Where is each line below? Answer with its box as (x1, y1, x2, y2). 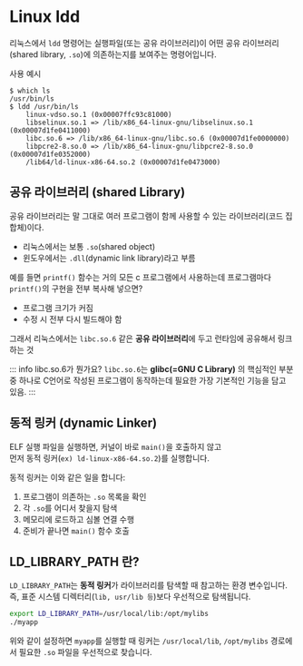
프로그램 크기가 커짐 (22, 302, 93, 313)
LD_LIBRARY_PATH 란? (9, 553, 140, 569)
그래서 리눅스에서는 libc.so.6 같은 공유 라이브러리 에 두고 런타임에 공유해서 (9, 333, 276, 344)
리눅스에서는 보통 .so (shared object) (22, 240, 156, 251)
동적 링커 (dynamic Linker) (9, 416, 158, 431)
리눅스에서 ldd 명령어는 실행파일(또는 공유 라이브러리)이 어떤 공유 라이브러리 (9, 37, 279, 48)
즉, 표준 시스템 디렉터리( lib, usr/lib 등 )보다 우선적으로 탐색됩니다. (9, 592, 251, 602)
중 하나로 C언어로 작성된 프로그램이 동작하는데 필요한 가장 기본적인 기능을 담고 (9, 375, 287, 386)
